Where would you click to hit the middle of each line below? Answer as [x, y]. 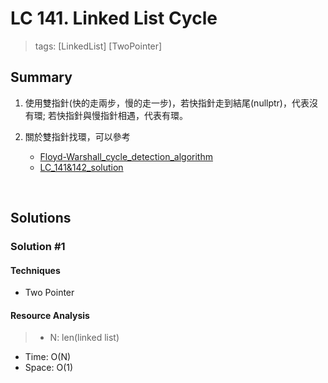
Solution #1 [38, 247]
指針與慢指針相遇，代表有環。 [126, 115]
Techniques [35, 270]
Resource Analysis [50, 315]
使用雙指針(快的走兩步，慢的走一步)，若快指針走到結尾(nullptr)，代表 [167, 103]
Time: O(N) [48, 357]
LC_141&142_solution [81, 167]
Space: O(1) [49, 368]
